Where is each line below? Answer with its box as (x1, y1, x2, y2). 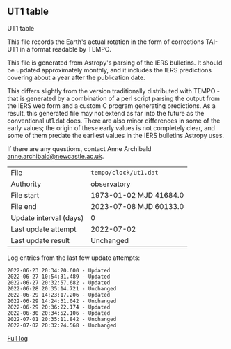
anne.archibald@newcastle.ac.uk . (7, 152, 104, 160)
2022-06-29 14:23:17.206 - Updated (7, 291, 111, 298)
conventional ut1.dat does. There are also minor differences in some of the (7, 116, 221, 125)
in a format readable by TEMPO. (19, 45, 111, 53)
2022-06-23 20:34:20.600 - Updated (7, 267, 111, 274)
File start (10, 190, 40, 200)
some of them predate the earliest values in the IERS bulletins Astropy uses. (7, 131, 225, 139)
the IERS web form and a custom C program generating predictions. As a (7, 101, 216, 110)
